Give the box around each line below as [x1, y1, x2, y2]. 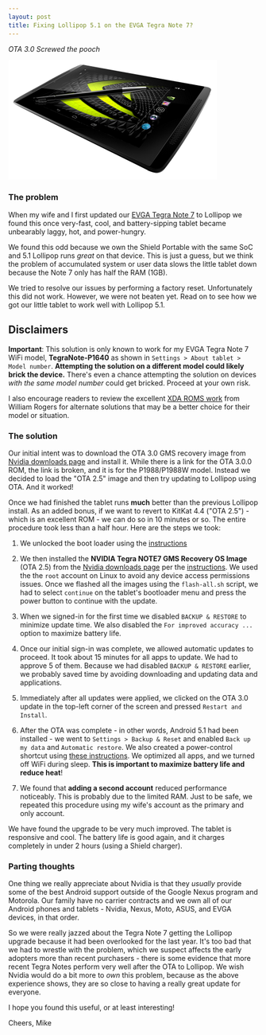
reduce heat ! [19, 767, 64, 777]
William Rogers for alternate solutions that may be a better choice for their [8, 402, 250, 412]
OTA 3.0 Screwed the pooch [8, 44, 101, 53]
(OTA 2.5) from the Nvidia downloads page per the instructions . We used [19, 562, 258, 572]
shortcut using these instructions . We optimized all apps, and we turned [19, 751, 256, 760]
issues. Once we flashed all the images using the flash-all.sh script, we [19, 579, 259, 588]
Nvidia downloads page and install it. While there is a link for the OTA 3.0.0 [8, 456, 253, 466]
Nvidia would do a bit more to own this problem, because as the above [8, 971, 239, 980]
